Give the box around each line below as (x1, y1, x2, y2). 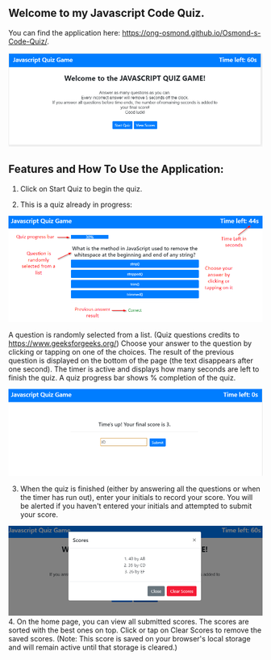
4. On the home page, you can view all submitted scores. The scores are (8, 617, 250, 627)
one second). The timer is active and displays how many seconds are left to (8, 364, 260, 374)
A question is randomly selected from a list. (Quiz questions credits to (8, 330, 240, 339)
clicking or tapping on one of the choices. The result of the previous (8, 347, 235, 356)
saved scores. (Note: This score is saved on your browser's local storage (8, 634, 252, 644)
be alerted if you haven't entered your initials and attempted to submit (19, 501, 252, 511)
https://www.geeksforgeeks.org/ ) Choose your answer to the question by (8, 338, 252, 348)
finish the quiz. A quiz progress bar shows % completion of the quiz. (8, 372, 236, 382)
